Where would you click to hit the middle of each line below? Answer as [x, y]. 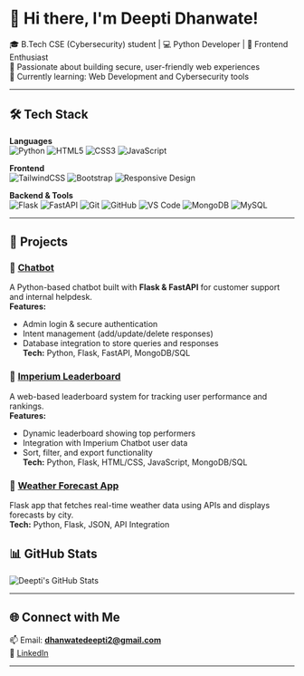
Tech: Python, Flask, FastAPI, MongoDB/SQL [106, 353]
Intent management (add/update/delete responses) [118, 333]
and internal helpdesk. [51, 297]
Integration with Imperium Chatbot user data [105, 442]
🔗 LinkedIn [29, 652]
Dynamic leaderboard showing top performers [109, 433]
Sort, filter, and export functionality [88, 452]
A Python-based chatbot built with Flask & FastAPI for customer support [145, 287]
